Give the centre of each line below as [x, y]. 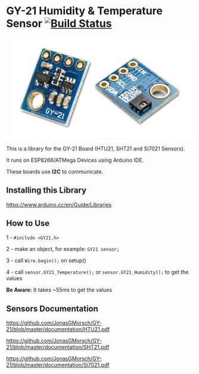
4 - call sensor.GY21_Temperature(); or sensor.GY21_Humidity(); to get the [97, 272]
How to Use [28, 223]
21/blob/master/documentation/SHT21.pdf [58, 347]
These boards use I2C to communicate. [55, 171]
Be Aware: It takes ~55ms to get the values [59, 290]
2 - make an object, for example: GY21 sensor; [63, 249]
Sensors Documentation [52, 308]
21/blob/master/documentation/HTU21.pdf [58, 329]
